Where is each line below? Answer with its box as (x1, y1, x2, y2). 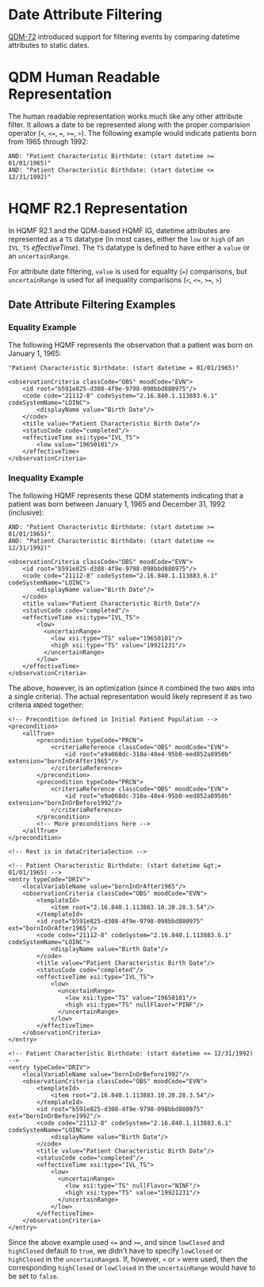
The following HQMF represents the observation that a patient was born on (8, 340, 254, 349)
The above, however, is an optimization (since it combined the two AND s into (8, 682, 255, 693)
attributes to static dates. (8, 40, 90, 49)
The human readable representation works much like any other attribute (8, 111, 243, 121)
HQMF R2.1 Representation (8, 200, 189, 218)
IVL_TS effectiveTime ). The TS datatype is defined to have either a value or (8, 243, 251, 252)
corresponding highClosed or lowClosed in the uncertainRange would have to (8, 1262, 256, 1272)
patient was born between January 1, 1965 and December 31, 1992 (8, 499, 226, 508)
